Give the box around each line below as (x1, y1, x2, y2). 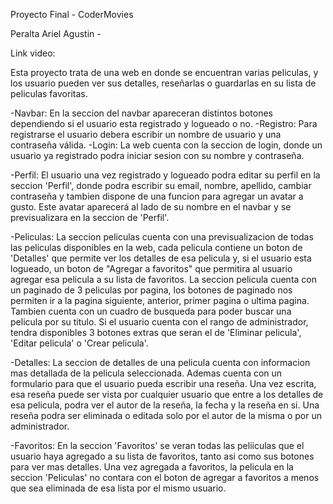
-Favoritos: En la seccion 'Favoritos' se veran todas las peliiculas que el (10, 440, 305, 451)
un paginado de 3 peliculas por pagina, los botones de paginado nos (10, 284, 293, 296)
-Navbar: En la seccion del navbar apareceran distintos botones (10, 107, 273, 119)
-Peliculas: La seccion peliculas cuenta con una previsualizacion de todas (10, 231, 314, 243)
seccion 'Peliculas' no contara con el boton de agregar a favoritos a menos (10, 472, 320, 483)
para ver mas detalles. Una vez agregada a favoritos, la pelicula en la (10, 461, 294, 473)
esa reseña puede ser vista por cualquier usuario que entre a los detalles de (10, 389, 324, 400)
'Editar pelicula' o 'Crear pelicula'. (10, 337, 149, 349)
